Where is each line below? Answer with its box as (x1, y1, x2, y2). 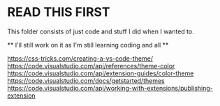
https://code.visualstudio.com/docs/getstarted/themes (7, 76, 166, 84)
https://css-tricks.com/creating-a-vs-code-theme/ (7, 54, 154, 63)
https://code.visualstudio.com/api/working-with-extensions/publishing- (7, 84, 213, 92)
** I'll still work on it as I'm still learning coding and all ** (7, 40, 169, 49)
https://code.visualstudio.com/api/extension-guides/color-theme (7, 69, 194, 77)
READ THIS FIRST (7, 4, 110, 20)
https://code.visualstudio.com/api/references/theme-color (7, 61, 175, 70)
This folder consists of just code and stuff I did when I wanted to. (7, 27, 194, 36)
